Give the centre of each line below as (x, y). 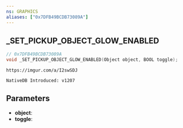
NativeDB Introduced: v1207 (41, 81)
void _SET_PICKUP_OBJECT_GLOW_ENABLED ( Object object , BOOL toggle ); (92, 60)
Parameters (28, 98)
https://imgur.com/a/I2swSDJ (42, 70)
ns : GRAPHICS (22, 11)
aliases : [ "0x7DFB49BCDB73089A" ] (47, 17)
